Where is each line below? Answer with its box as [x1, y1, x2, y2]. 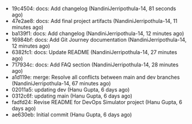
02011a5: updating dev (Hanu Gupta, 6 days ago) [11, 86, 130, 93]
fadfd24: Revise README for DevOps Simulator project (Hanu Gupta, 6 [11, 99, 183, 105]
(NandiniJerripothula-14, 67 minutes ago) [11, 80, 111, 87]
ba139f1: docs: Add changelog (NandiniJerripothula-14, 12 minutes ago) [11, 30, 184, 37]
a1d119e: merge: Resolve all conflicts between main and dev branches [11, 73, 180, 81]
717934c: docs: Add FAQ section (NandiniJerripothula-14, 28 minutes [11, 61, 179, 68]
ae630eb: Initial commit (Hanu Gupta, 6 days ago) [11, 111, 132, 118]
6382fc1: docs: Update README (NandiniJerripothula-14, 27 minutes [11, 49, 177, 55]
